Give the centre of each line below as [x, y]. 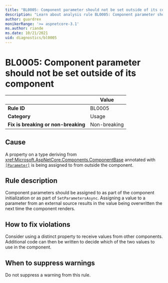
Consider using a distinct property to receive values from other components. [84, 236]
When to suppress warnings [50, 263]
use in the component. [28, 247]
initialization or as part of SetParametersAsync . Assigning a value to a [75, 198]
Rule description [31, 181]
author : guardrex [23, 19]
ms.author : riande [24, 29]
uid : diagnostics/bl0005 [31, 38]
